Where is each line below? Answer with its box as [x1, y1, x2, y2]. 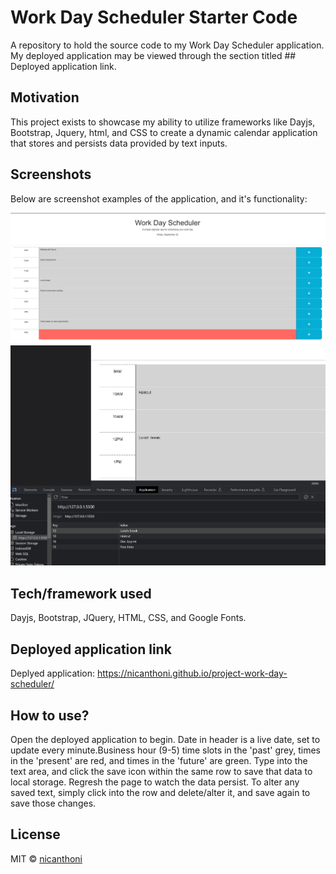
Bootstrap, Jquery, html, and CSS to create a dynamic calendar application [10, 126, 318, 138]
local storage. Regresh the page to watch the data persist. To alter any [10, 776, 300, 788]
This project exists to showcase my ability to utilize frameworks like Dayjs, [10, 116, 316, 128]
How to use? [10, 707, 90, 724]
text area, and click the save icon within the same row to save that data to [10, 765, 313, 777]
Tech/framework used [10, 585, 152, 602]
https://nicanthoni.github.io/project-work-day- [96, 667, 288, 680]
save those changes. [10, 797, 97, 809]
